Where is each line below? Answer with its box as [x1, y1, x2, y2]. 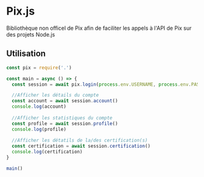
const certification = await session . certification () [12, 143, 151, 150]
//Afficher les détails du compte [12, 92, 99, 99]
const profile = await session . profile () [12, 120, 118, 127]
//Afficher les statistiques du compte [12, 114, 113, 121]
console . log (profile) [12, 126, 67, 132]
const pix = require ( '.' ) [6, 64, 72, 71]
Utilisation [6, 49, 46, 59]
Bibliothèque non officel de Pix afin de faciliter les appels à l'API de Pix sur [6, 24, 192, 32]
